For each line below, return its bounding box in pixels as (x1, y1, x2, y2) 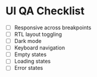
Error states (14, 64, 43, 72)
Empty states (14, 51, 47, 58)
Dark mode (14, 38, 42, 45)
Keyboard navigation (14, 44, 65, 51)
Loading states (14, 58, 51, 65)
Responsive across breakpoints (14, 24, 92, 31)
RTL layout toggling (14, 31, 62, 38)
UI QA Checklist (5, 4, 85, 18)
